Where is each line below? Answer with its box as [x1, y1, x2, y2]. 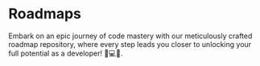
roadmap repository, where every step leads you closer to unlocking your [8, 39, 252, 49]
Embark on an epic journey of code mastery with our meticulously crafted [8, 31, 253, 41]
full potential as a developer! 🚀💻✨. [8, 49, 123, 58]
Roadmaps [8, 5, 82, 23]
